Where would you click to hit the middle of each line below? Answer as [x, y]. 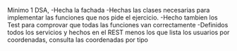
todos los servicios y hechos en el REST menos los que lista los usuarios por [119, 32]
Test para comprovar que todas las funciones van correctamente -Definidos [118, 25]
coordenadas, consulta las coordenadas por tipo [78, 40]
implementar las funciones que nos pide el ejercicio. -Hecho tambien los [113, 17]
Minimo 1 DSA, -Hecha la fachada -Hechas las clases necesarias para [109, 10]
